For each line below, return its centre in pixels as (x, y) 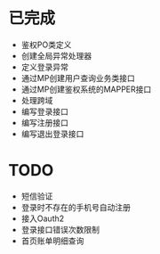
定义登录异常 (44, 67)
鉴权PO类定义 (46, 45)
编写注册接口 (44, 122)
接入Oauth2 (43, 218)
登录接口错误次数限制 (60, 229)
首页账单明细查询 (52, 241)
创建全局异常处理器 (56, 55)
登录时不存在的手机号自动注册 (76, 207)
